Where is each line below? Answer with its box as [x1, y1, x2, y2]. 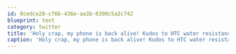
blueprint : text [7, 17, 55, 24]
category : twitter [7, 23, 61, 30]
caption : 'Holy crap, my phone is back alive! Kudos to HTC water [7, 36, 206, 43]
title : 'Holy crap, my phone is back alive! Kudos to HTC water [7, 29, 199, 37]
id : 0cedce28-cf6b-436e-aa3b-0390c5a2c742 [7, 10, 133, 18]
